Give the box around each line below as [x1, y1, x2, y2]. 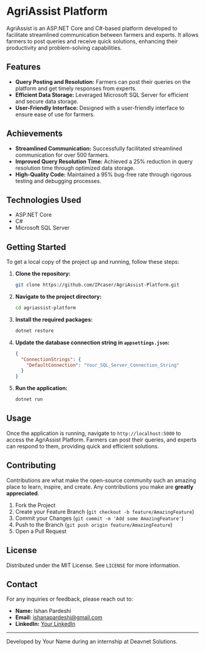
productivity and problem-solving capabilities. [6, 44, 122, 51]
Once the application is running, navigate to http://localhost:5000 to [6, 429, 181, 437]
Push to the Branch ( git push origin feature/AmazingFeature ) [15, 521, 173, 528]
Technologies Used [6, 195, 81, 205]
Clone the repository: [15, 270, 71, 277]
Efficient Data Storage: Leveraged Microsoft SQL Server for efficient [15, 91, 189, 99]
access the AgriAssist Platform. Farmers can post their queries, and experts [6, 436, 197, 443]
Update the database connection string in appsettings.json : [15, 339, 170, 346]
